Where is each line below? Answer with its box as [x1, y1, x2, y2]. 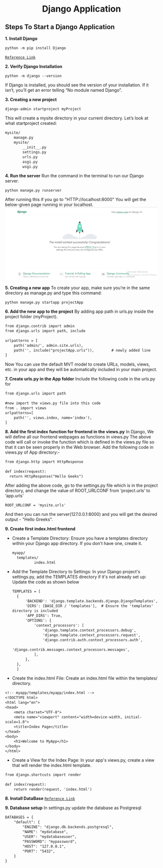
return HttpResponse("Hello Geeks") [9, 474, 83, 479]
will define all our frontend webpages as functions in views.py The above [5, 434, 151, 440]
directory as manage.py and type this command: [5, 290, 102, 296]
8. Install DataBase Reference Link [5, 795, 75, 801]
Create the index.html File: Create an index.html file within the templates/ [12, 675, 158, 681]
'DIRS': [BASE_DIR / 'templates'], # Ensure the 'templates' [25, 603, 154, 608]
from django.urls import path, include [5, 328, 86, 333]
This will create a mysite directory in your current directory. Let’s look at [5, 115, 149, 121]
